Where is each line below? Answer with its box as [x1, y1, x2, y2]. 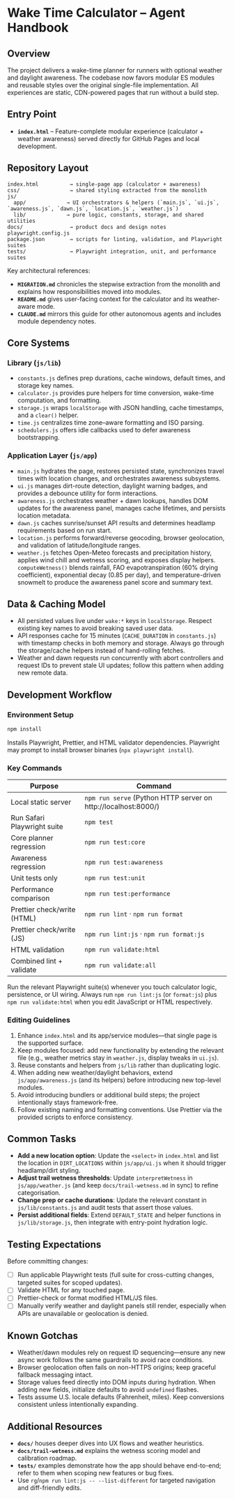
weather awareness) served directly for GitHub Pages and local [17, 134, 200, 142]
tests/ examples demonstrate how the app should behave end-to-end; [17, 1461, 221, 1470]
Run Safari [10, 813, 45, 823]
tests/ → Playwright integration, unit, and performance [7, 248, 217, 255]
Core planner [10, 833, 54, 843]
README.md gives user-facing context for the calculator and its [17, 295, 193, 303]
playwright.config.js [7, 229, 70, 237]
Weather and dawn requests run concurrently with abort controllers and [17, 654, 224, 662]
